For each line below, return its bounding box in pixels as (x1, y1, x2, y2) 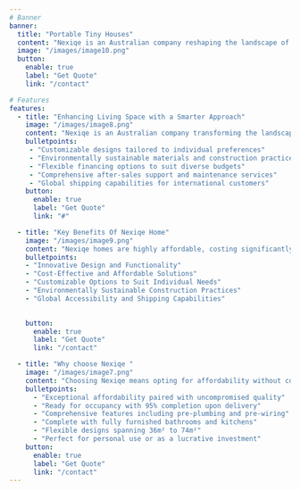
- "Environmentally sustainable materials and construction (29, 154, 257, 162)
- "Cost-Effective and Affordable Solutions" (25, 270, 198, 278)
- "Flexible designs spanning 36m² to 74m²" (32, 426, 202, 436)
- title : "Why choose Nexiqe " (17, 360, 134, 369)
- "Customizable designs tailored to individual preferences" (29, 145, 266, 154)
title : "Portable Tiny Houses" (17, 29, 134, 38)
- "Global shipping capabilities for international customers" (29, 179, 270, 187)
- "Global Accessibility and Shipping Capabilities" (25, 294, 226, 303)
